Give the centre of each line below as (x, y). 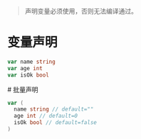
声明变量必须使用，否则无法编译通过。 (81, 11)
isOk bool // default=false (56, 123)
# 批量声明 (23, 89)
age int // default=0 (46, 116)
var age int (25, 68)
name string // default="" (54, 109)
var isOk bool (28, 75)
